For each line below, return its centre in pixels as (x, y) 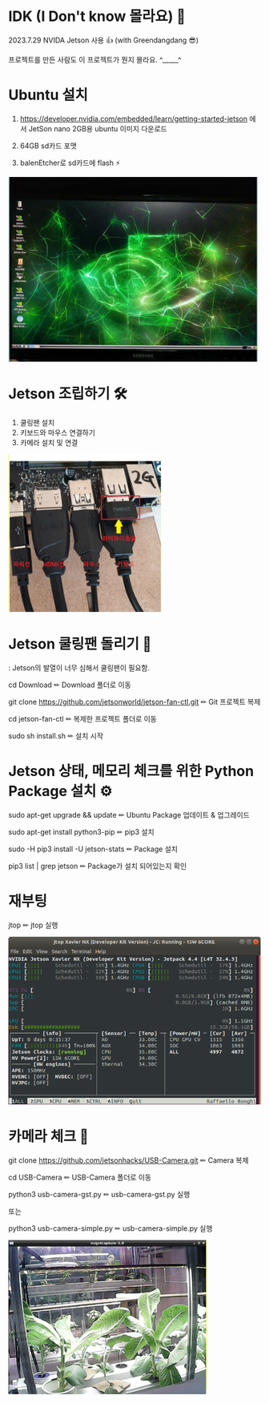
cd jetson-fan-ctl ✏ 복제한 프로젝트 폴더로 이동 (83, 718)
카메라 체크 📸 (49, 1136)
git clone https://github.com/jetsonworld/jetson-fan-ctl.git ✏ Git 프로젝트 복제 (134, 701)
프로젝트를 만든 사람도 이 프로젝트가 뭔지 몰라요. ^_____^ (95, 59)
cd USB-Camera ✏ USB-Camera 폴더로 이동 (80, 1177)
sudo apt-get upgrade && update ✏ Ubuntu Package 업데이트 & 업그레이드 (129, 814)
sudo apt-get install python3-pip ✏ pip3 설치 (81, 832)
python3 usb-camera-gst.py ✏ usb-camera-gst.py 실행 (99, 1194)
